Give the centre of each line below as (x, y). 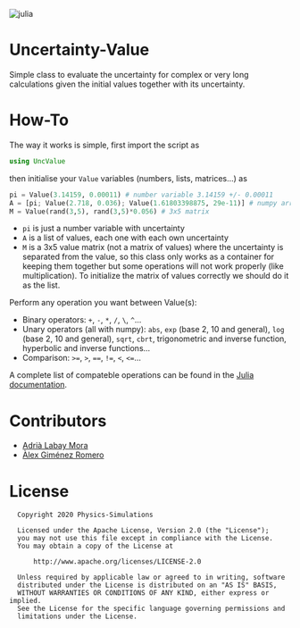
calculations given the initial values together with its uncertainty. (127, 84)
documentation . (38, 385)
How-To (39, 120)
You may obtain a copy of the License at (96, 546)
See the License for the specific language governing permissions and (151, 609)
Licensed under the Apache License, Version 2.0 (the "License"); (143, 531)
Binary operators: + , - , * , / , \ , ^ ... (82, 320)
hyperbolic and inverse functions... (86, 348)
